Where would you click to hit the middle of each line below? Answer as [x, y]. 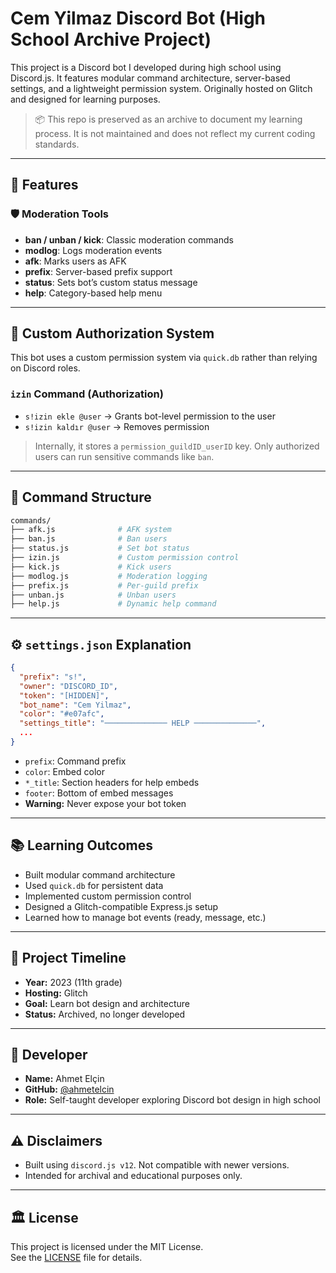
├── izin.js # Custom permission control [125, 558]
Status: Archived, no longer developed [105, 1014]
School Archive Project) [111, 39]
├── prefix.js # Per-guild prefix [104, 585]
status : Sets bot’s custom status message [111, 282]
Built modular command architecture [100, 874]
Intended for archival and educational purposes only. [133, 1176]
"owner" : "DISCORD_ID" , [68, 686]
